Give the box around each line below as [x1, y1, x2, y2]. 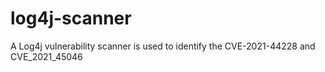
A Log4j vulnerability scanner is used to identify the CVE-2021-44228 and [10, 40, 316, 52]
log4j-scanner [10, 7, 132, 30]
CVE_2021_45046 [10, 50, 83, 62]
